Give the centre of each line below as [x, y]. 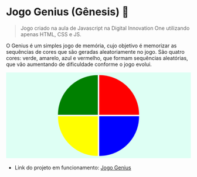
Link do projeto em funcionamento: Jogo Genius [73, 167]
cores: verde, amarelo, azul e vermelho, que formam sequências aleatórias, [97, 58]
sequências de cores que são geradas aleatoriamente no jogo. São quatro [95, 51]
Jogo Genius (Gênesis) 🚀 [67, 12]
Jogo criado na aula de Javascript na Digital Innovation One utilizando [105, 28]
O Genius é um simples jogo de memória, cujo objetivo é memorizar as [91, 46]
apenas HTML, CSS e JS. [51, 34]
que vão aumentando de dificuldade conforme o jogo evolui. [79, 64]
